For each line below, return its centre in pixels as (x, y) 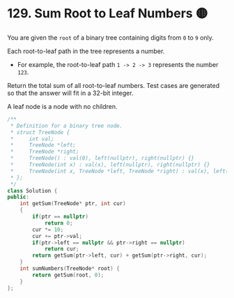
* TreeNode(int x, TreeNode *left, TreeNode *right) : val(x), (110, 171)
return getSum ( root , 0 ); (68, 275)
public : (18, 197)
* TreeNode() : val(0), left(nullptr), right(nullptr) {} (102, 158)
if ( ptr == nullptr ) (61, 217)
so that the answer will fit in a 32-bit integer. (70, 93)
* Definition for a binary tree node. (67, 126)
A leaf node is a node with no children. (62, 106)
